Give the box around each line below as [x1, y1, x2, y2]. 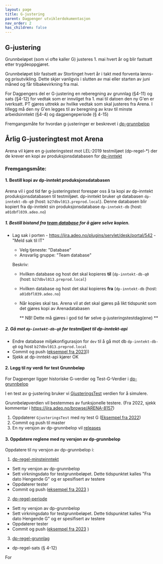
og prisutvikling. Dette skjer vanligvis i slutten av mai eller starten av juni [5, 76, 150, 82]
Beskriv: [12, 261, 29, 267]
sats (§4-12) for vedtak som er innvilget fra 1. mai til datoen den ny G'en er [5, 96, 155, 101]
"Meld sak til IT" [12, 237, 45, 243]
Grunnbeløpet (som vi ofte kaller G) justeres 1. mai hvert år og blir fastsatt [5, 56, 153, 62]
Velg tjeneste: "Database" [19, 247, 72, 253]
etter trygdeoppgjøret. [5, 61, 50, 67]
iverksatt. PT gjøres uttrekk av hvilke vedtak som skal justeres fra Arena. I [5, 101, 153, 107]
